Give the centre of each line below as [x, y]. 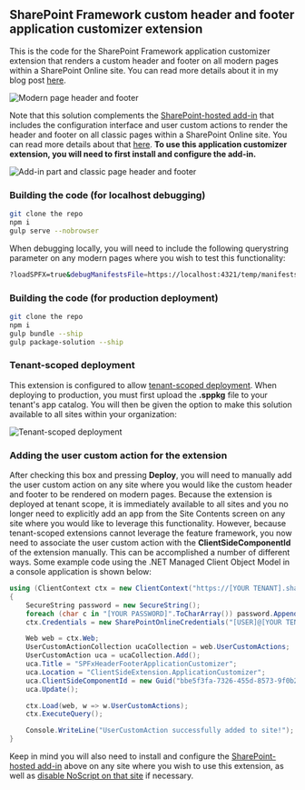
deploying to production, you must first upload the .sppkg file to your [138, 395]
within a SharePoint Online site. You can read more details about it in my [144, 70]
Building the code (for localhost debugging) [108, 195]
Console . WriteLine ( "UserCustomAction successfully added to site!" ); [160, 731]
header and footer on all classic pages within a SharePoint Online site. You [148, 135]
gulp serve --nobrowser [54, 231]
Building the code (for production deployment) [114, 297]
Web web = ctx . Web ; [63, 639]
